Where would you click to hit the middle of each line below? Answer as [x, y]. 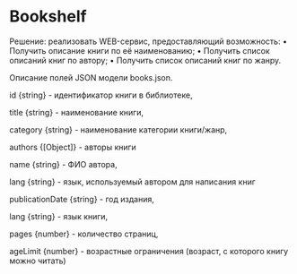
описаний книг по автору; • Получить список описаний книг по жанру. [145, 60]
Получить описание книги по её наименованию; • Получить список [140, 50]
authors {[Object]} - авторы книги [73, 147]
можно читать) [38, 261]
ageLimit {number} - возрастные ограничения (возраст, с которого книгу [149, 251]
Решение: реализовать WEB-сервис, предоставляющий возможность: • [148, 41]
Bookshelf [48, 17]
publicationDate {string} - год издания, [82, 199]
